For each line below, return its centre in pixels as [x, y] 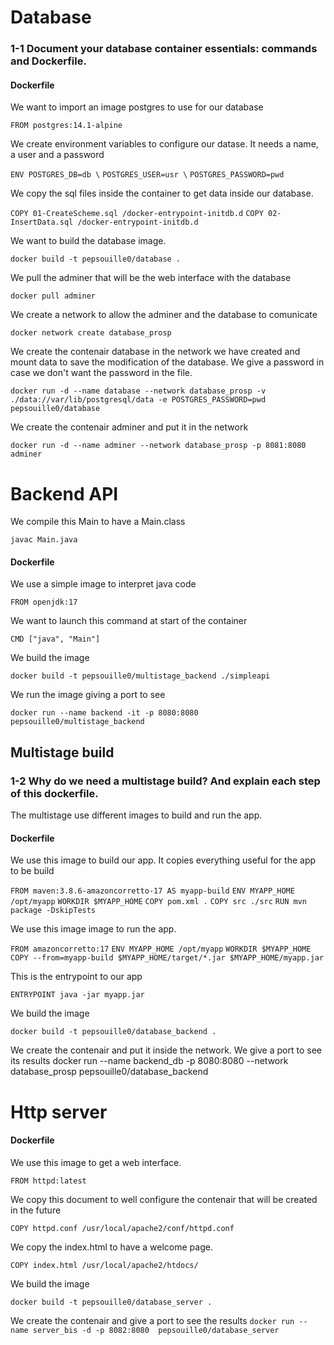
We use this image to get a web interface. [96, 1162]
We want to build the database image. [88, 241]
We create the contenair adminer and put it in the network [129, 427]
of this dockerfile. [54, 793]
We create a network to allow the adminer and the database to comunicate [164, 315]
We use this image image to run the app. [93, 929]
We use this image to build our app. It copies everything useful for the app [163, 860]
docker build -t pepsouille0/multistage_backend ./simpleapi [140, 676]
